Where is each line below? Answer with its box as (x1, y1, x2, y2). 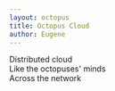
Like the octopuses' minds (9, 63, 106, 74)
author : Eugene (9, 29, 66, 38)
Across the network (9, 73, 82, 84)
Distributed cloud (9, 54, 73, 65)
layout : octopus (9, 12, 70, 22)
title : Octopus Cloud (9, 21, 90, 30)
